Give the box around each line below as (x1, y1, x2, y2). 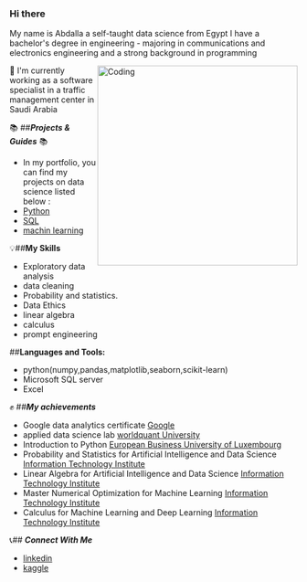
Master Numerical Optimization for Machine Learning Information (22, 488, 269, 499)
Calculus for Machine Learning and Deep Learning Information (22, 507, 259, 518)
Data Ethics (22, 300, 67, 311)
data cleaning (22, 280, 75, 291)
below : (22, 196, 51, 207)
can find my (22, 167, 69, 178)
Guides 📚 (9, 136, 48, 147)
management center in (9, 94, 95, 105)
